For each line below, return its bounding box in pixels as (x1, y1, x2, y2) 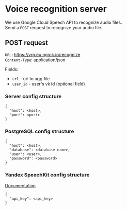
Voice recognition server (5, 3, 107, 15)
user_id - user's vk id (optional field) (12, 81, 85, 87)
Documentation (5, 182, 36, 188)
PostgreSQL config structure (5, 128, 74, 135)
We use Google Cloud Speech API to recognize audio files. (5, 19, 122, 25)
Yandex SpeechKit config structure (5, 172, 90, 178)
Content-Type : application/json (5, 57, 65, 63)
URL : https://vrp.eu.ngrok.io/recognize (5, 52, 80, 57)
